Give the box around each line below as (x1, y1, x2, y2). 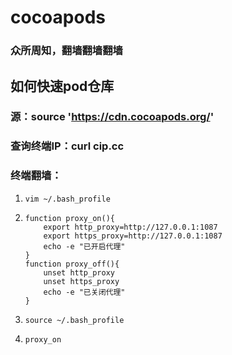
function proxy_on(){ (24, 213, 115, 223)
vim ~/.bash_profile (24, 194, 111, 204)
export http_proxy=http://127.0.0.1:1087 (43, 222, 218, 232)
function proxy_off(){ (24, 259, 120, 269)
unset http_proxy (43, 267, 115, 278)
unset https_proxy (43, 276, 120, 286)
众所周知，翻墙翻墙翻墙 (10, 44, 123, 58)
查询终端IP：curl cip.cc (10, 139, 125, 153)
